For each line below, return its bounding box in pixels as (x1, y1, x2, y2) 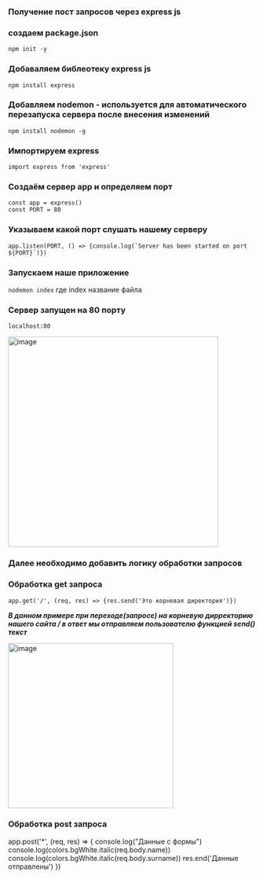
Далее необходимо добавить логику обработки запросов (8, 557, 243, 568)
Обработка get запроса (8, 579, 103, 590)
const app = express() (8, 199, 82, 207)
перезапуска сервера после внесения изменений (8, 109, 210, 120)
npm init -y (8, 46, 47, 53)
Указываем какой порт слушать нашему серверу (8, 224, 208, 235)
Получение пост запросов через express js (8, 6, 181, 17)
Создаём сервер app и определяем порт (8, 182, 173, 193)
